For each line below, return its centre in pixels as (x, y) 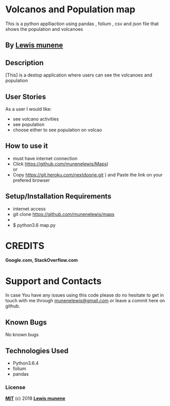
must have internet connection (45, 158)
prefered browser (31, 180)
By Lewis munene (34, 45)
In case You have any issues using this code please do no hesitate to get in (85, 295)
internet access (29, 208)
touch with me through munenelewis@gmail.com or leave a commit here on (85, 301)
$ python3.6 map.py (34, 225)
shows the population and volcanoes (44, 29)
